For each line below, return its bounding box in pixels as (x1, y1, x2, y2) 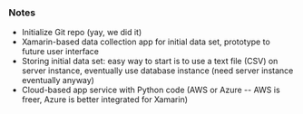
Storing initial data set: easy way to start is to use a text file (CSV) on (21, 56, 279, 67)
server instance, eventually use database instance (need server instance (21, 65, 294, 76)
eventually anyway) (21, 75, 94, 86)
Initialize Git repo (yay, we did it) (21, 27, 142, 38)
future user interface (21, 46, 100, 57)
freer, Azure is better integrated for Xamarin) (21, 94, 188, 105)
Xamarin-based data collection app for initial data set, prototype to (21, 36, 271, 47)
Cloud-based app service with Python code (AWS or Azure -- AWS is (21, 84, 280, 96)
